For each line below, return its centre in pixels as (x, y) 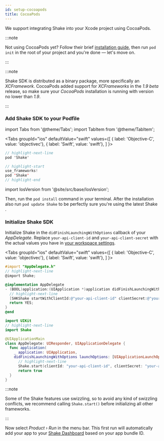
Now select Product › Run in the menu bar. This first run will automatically (79, 428)
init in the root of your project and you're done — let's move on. (70, 52)
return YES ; (22, 303)
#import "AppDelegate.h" (30, 267)
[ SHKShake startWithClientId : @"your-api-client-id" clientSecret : (78, 298)
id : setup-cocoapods (26, 10)
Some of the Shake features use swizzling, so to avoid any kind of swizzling (81, 399)
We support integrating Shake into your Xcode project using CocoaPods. (78, 28)
